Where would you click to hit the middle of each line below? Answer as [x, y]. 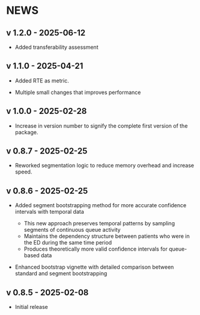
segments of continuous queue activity [72, 230]
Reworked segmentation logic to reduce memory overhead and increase [104, 166]
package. [26, 132]
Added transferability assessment [56, 47]
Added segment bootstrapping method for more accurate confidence [101, 205]
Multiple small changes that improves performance [78, 92]
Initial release [31, 307]
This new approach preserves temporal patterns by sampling [99, 223]
